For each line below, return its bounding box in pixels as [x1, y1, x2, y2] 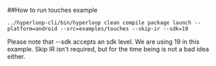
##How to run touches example [7, 6, 98, 14]
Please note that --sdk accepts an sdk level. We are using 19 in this [7, 38, 200, 46]
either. [7, 52, 26, 60]
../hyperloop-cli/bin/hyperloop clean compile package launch [7, 19, 192, 26]
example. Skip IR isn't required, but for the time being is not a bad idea [7, 45, 209, 53]
